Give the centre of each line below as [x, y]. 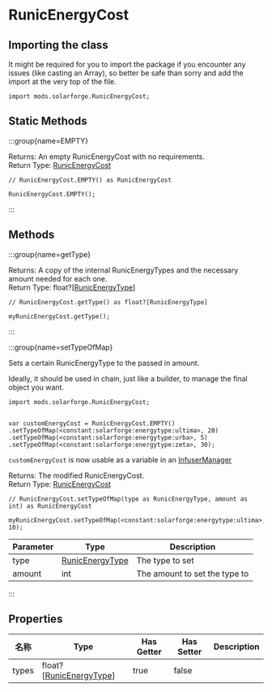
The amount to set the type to [193, 574]
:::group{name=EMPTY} [49, 140]
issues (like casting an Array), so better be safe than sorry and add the [126, 73]
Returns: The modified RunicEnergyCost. [76, 475]
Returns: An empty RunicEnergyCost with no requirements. [106, 157]
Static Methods [48, 121]
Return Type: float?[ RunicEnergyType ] [72, 287]
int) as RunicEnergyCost [50, 506]
